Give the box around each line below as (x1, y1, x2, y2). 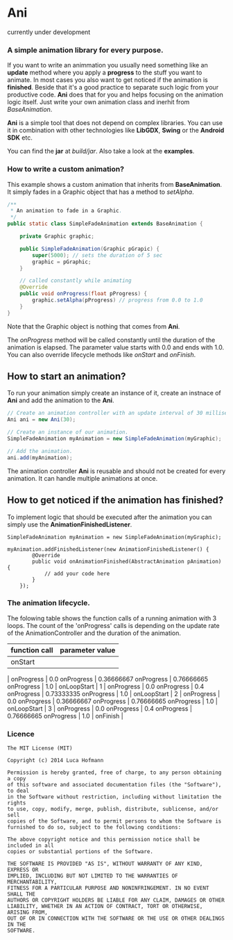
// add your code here (44, 570, 110, 577)
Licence (7, 729, 35, 739)
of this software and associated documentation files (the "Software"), (7, 782, 222, 789)
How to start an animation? (7, 370, 126, 383)
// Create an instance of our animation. (7, 429, 129, 436)
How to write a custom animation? (7, 165, 125, 174)
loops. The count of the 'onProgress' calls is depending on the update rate (7, 621, 220, 629)
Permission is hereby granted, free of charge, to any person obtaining (7, 769, 222, 776)
